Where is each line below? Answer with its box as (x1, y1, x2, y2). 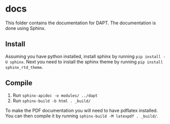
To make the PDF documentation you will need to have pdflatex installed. (5, 107, 158, 113)
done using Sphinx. (5, 25, 46, 31)
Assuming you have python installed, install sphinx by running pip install (5, 53, 161, 59)
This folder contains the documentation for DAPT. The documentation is (5, 20, 156, 26)
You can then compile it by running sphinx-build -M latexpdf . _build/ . (5, 112, 159, 119)
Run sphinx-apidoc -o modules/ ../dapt (12, 92, 98, 98)
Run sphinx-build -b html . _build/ (12, 97, 91, 104)
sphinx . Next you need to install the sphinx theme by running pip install (10, 59, 163, 65)
